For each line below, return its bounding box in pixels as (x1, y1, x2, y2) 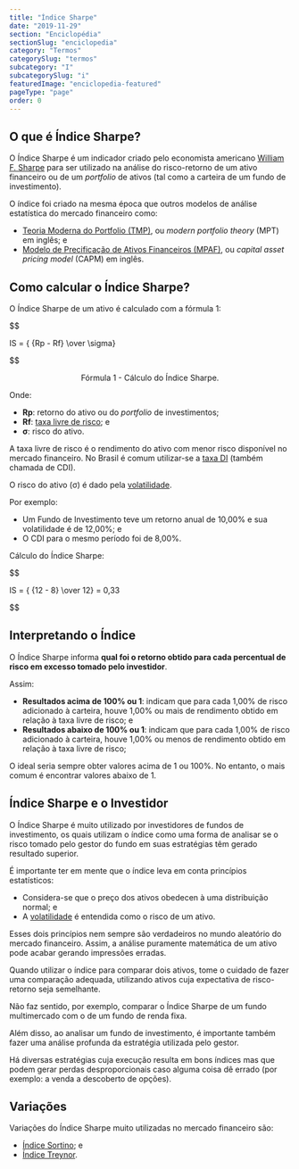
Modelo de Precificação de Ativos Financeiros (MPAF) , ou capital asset (21, 245, 285, 255)
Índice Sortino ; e (21, 1140, 83, 1151)
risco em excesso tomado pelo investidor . (9, 661, 168, 672)
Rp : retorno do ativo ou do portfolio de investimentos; (21, 407, 220, 418)
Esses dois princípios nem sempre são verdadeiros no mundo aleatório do (9, 928, 282, 939)
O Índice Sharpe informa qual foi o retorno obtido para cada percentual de (9, 651, 287, 662)
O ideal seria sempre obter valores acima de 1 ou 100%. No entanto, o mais (9, 760, 286, 771)
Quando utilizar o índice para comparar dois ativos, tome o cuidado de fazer (9, 965, 289, 975)
